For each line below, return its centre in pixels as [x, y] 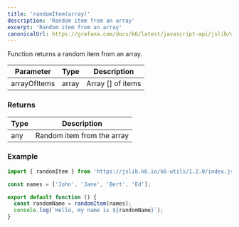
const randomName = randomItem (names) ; [73, 204]
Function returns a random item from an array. [75, 54]
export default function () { [52, 197]
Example [23, 157]
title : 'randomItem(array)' [49, 14]
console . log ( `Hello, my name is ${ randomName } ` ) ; [89, 211]
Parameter [33, 72]
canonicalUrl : [28, 34]
